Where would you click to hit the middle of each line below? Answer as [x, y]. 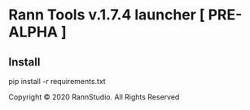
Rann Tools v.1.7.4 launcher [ [107, 15]
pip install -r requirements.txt [57, 81]
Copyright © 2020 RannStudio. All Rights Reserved [94, 97]
